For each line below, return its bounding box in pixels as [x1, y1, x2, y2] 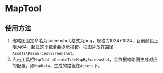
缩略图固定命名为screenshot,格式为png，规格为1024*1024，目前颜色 [12, 38, 154, 43]
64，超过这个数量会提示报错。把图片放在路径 [21, 44, 114, 50]
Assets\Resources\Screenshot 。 [12, 50, 77, 56]
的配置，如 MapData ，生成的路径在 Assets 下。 [12, 63, 103, 68]
